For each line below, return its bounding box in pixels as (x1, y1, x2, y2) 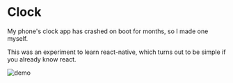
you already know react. (7, 55, 77, 63)
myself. (7, 34, 29, 42)
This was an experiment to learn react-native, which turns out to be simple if (7, 48, 226, 56)
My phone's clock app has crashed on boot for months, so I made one (7, 27, 209, 35)
